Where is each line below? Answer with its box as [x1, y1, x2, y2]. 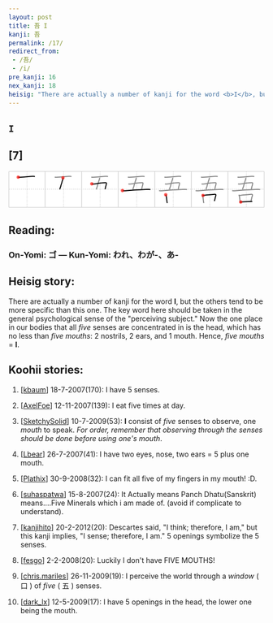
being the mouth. [19, 605, 78, 615]
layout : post [8, 13, 53, 21]
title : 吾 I [8, 21, 48, 30]
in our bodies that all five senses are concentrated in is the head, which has [8, 322, 262, 332]
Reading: [8, 223, 55, 237]
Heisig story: [8, 275, 76, 288]
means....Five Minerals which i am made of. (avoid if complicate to [19, 498, 242, 508]
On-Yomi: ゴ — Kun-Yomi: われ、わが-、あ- [8, 249, 180, 261]
